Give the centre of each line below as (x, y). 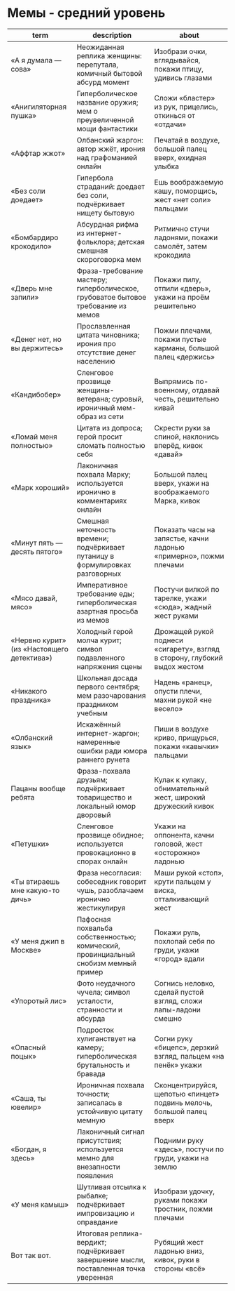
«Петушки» (30, 844)
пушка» (24, 115)
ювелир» (26, 1107)
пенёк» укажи (178, 1065)
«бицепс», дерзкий (186, 1047)
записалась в (99, 1102)
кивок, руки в (177, 1259)
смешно (168, 1018)
